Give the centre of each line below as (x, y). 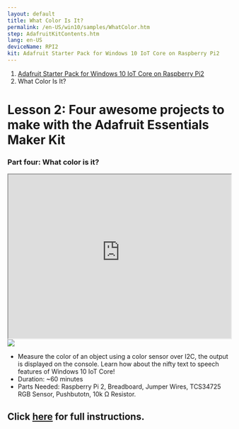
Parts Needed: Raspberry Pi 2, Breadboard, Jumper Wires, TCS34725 (119, 386)
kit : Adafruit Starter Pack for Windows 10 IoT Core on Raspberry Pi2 (113, 54)
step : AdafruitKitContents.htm (53, 34)
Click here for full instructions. (76, 417)
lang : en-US (25, 40)
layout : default (31, 14)
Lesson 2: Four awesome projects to (116, 110)
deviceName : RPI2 (33, 47)
